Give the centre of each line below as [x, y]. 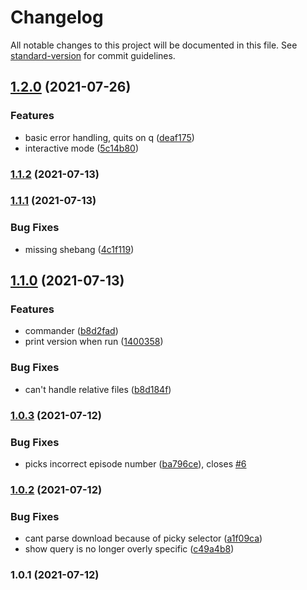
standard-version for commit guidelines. [93, 55]
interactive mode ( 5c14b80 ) [82, 148]
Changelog [57, 17]
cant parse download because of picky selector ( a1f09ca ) [143, 538]
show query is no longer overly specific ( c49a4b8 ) [129, 549]
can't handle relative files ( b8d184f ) [98, 389]
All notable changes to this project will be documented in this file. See [154, 45]
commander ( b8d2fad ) [71, 331]
